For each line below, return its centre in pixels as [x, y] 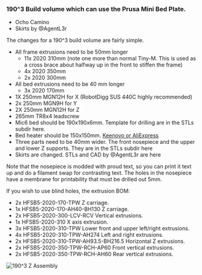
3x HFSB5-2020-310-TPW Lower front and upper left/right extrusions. [102, 228]
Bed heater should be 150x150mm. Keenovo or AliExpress [87, 135]
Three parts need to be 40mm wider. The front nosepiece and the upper [105, 142]
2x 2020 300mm [45, 78]
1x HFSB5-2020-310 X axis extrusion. [62, 222]
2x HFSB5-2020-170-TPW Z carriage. [62, 203]
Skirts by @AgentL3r [41, 28]
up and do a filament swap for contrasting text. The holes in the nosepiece [99, 173]
